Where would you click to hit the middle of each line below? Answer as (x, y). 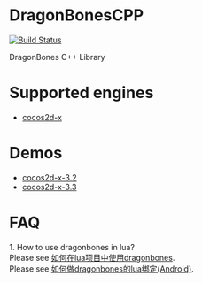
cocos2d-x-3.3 (49, 187)
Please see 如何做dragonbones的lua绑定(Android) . (102, 268)
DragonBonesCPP (77, 15)
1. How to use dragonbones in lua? (72, 247)
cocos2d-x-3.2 (49, 177)
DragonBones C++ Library (57, 57)
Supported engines (82, 93)
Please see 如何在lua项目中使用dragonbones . (92, 257)
